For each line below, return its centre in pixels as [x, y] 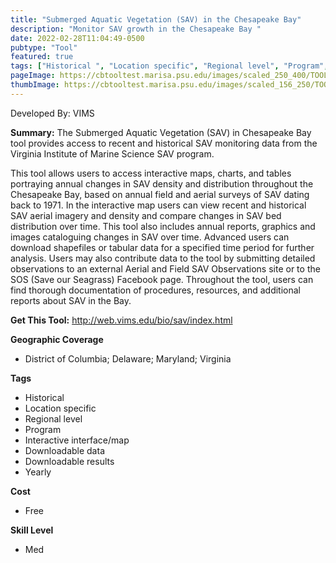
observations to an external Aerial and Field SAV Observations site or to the [165, 268]
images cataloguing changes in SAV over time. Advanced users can [150, 237]
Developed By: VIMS [52, 113]
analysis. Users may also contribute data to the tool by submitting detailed [163, 258]
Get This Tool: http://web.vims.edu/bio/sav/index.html [121, 320]
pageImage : [33, 76]
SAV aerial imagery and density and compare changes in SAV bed [146, 215]
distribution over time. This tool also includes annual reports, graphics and [163, 226]
